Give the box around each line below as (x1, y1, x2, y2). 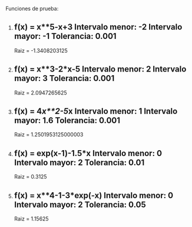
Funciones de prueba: (5, 5, 59, 12)
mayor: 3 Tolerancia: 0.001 (14, 73, 115, 83)
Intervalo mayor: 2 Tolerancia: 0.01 (14, 157, 145, 167)
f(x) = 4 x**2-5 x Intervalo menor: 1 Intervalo (14, 106, 178, 116)
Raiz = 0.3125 (14, 173, 48, 180)
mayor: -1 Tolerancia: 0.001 (14, 31, 117, 41)
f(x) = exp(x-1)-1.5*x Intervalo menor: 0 (14, 148, 163, 158)
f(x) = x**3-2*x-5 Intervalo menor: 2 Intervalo (14, 64, 187, 74)
